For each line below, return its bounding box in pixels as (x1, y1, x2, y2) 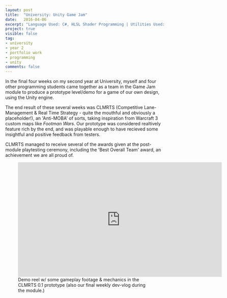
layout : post (5, 7, 33, 13)
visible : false (5, 31, 38, 36)
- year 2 (5, 45, 24, 50)
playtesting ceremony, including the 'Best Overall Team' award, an (22, 147, 161, 153)
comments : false (5, 64, 40, 69)
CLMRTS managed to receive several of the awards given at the (5, 141, 139, 148)
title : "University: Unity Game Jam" (5, 12, 88, 17)
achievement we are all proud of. (5, 152, 74, 158)
